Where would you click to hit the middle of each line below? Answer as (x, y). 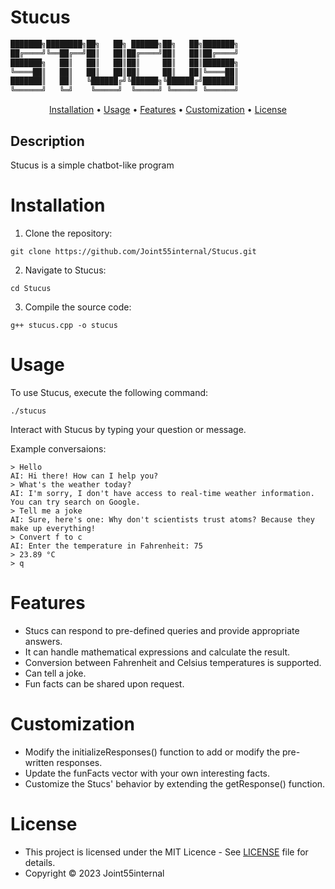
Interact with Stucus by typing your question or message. (128, 429)
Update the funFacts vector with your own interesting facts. (147, 773)
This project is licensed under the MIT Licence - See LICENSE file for (166, 852)
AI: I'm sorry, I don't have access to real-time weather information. (162, 493)
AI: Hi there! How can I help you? (84, 476)
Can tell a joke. (55, 673)
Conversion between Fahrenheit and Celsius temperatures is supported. (173, 662)
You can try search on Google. (75, 502)
